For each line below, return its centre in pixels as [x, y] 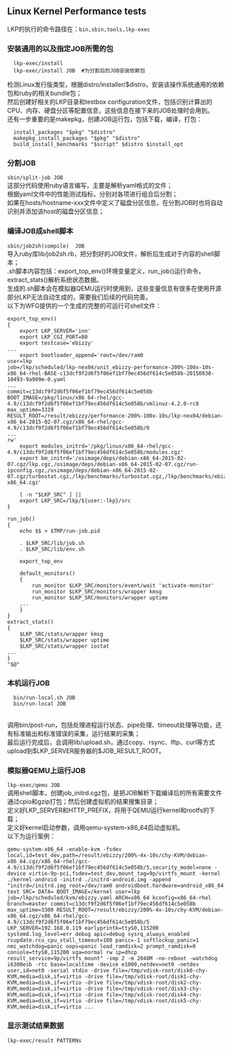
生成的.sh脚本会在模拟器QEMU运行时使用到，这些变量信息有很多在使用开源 [114, 288]
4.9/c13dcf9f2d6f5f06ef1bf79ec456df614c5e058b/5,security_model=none [109, 868]
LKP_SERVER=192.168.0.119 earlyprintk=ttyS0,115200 [83, 928]
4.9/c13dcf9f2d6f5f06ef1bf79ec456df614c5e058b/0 [78, 428]
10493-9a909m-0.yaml [37, 379]
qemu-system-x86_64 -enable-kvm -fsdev [65, 849]
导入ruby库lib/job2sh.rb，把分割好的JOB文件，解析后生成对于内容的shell [111, 254]
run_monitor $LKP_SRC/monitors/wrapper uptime [100, 598]
